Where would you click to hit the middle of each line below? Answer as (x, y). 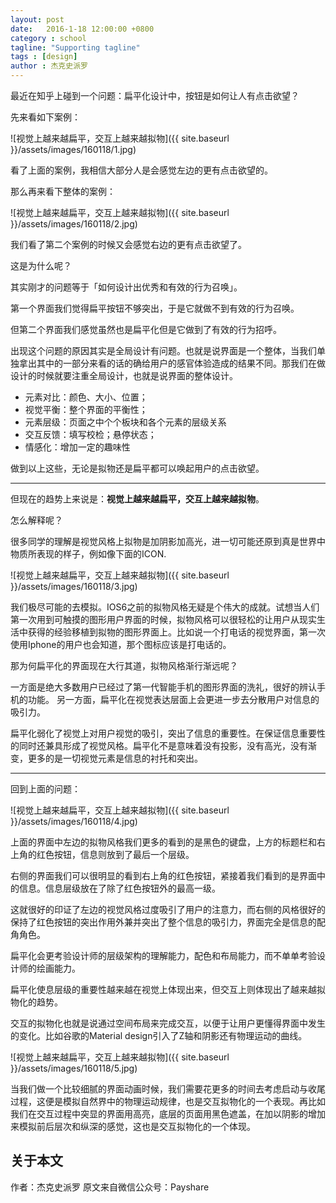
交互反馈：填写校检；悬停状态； (90, 434)
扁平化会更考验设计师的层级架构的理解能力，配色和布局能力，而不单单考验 (163, 955)
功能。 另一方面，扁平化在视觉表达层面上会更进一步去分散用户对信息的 (173, 699)
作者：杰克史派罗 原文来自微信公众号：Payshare (110, 1187)
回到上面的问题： (45, 789)
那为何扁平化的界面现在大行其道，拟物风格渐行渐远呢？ (124, 665)
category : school (48, 38)
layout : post (37, 19)
